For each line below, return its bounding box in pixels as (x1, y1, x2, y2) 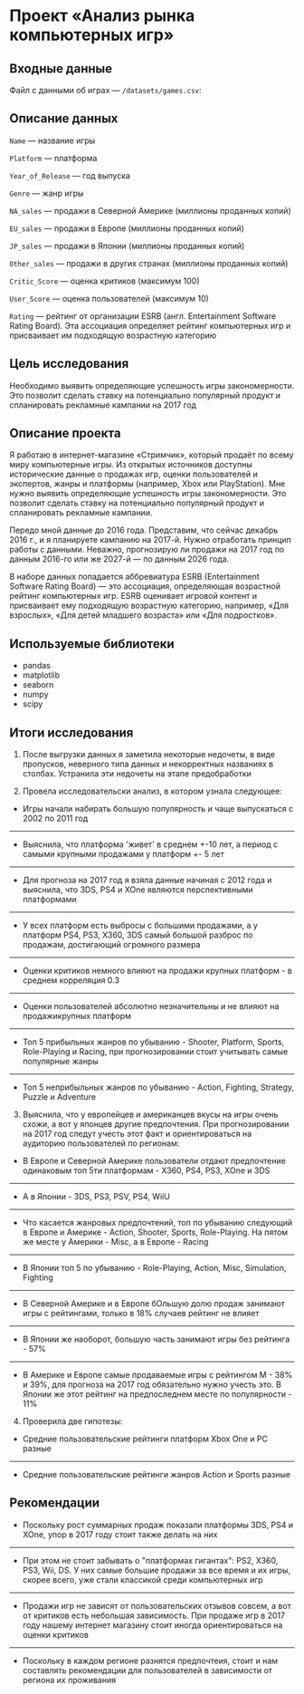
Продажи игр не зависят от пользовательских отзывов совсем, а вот (22, 1600, 291, 1611)
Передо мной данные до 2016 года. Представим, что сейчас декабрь (9, 525, 279, 535)
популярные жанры (22, 1056, 100, 1067)
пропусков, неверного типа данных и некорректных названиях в (22, 758, 274, 770)
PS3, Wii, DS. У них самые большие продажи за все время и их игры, (22, 1564, 291, 1575)
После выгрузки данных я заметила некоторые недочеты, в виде (22, 749, 276, 760)
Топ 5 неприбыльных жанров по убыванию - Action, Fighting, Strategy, (22, 1082, 295, 1092)
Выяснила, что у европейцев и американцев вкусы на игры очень (22, 1109, 279, 1120)
